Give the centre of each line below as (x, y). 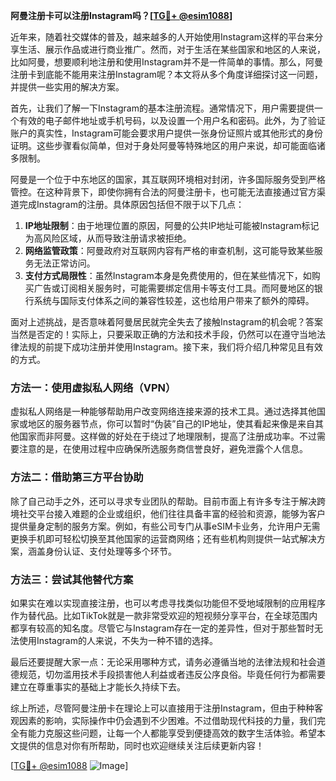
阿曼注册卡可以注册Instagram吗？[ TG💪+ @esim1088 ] (121, 15)
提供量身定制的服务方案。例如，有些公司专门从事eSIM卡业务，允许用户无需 (165, 526)
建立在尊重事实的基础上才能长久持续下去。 (98, 686)
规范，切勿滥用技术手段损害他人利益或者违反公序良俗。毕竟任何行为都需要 (172, 674)
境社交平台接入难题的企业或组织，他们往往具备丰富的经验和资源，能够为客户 (168, 513)
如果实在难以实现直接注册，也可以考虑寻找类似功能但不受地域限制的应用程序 (168, 603)
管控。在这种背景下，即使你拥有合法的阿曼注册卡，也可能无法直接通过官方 (163, 192)
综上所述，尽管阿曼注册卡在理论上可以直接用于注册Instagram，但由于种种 (162, 708)
